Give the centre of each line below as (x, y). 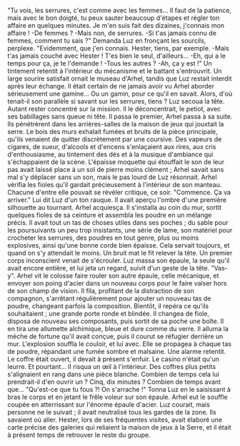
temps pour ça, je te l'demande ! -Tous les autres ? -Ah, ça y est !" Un (110, 63)
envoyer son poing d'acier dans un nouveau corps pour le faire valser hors (117, 283)
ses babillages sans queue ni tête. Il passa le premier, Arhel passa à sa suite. (120, 116)
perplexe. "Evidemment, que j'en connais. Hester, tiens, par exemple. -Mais (119, 48)
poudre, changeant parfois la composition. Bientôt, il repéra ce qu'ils (108, 306)
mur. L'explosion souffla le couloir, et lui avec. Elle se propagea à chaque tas (120, 344)
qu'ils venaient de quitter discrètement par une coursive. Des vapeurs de (115, 139)
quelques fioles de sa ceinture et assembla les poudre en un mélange (110, 215)
